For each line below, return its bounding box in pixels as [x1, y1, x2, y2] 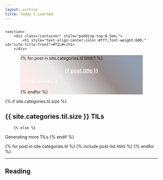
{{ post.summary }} [22, 78, 57, 84]
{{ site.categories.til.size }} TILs [5, 112, 104, 121]
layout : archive [5, 7, 38, 12]
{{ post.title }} [65, 68, 98, 74]
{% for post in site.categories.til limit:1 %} [20, 55, 103, 61]
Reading [5, 167, 31, 175]
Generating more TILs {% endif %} [5, 134, 74, 140]
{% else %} [14, 125, 36, 130]
